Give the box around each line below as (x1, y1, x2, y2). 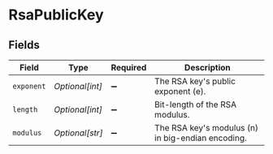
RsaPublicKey (8, 6, 104, 24)
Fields (8, 38, 41, 52)
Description (184, 62, 232, 73)
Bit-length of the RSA (154, 99, 237, 110)
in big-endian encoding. (154, 132, 248, 143)
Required (110, 62, 147, 73)
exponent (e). (154, 86, 206, 96)
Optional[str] (54, 127, 103, 139)
